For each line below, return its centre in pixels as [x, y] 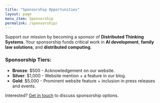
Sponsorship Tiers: [28, 60]
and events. [24, 86]
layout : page [18, 14]
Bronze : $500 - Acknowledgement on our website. [63, 70]
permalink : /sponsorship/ [31, 23]
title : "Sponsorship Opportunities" [42, 9]
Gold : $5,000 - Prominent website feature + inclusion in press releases [84, 81]
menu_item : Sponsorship [29, 18]
